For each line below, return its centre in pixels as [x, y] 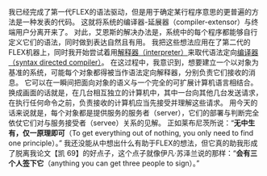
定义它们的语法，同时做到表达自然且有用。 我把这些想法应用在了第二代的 [129, 42]
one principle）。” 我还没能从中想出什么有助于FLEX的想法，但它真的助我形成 [133, 143]
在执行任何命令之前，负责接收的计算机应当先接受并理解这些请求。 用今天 [129, 103]
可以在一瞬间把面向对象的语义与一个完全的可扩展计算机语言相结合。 [144, 82]
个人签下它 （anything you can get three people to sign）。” [104, 163]
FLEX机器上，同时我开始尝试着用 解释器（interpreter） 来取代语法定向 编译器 [133, 52]
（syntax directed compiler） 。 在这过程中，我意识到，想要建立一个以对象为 [134, 62]
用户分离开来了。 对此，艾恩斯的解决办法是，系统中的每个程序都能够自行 [136, 32]
